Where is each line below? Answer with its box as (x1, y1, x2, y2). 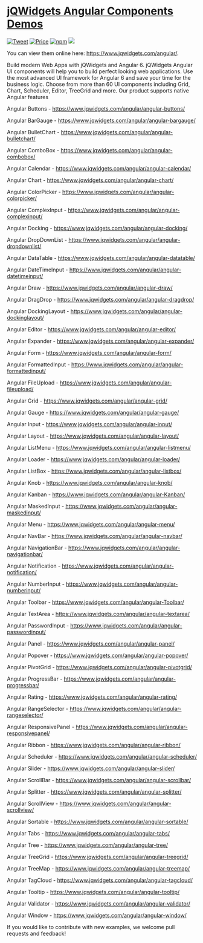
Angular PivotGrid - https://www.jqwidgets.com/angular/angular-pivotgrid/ (7, 663, 192, 670)
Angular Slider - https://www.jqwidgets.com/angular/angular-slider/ (7, 765, 175, 772)
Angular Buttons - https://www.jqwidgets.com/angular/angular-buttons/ (7, 105, 185, 112)
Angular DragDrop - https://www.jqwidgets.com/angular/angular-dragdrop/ (7, 296, 195, 303)
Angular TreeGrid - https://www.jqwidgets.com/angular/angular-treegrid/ (7, 853, 189, 860)
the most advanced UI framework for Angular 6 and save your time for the (7, 74, 191, 81)
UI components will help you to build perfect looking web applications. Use (7, 68, 193, 75)
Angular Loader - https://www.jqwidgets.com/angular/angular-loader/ (7, 455, 181, 463)
